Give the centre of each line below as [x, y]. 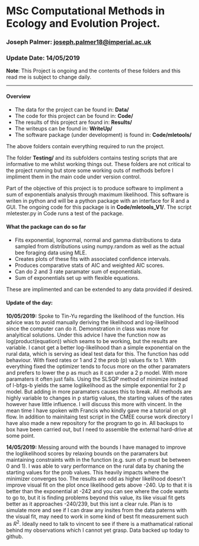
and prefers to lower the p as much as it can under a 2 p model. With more [97, 373]
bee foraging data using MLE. [51, 253]
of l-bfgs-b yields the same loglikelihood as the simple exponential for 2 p [96, 385]
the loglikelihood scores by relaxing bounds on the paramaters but [87, 454]
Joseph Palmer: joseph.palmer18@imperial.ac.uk [79, 42]
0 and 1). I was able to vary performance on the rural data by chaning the [95, 466]
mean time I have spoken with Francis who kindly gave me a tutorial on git [96, 411]
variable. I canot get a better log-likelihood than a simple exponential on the [98, 347]
